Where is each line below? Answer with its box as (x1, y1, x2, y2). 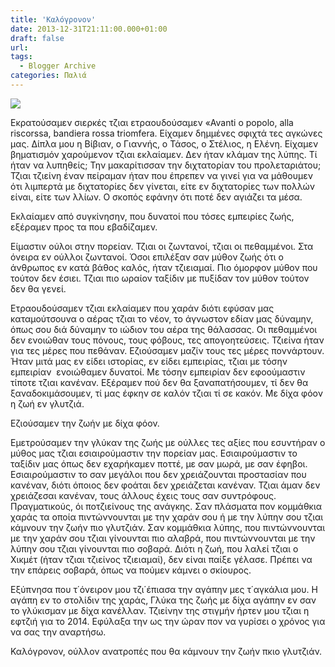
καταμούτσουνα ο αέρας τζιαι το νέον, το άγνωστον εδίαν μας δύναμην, (10, 312, 314, 325)
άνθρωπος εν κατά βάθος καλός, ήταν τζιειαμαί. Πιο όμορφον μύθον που (10, 261, 318, 273)
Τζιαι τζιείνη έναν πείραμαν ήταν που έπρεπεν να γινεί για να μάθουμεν (10, 169, 313, 181)
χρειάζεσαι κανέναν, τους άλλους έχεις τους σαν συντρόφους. (10, 489, 277, 501)
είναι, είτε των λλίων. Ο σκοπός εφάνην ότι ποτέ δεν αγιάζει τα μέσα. (10, 191, 303, 203)
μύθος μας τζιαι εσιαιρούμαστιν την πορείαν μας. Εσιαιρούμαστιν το (10, 447, 298, 459)
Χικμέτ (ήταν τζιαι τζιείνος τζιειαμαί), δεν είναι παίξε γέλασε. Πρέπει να (10, 553, 313, 565)
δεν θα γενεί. (10, 282, 67, 295)
